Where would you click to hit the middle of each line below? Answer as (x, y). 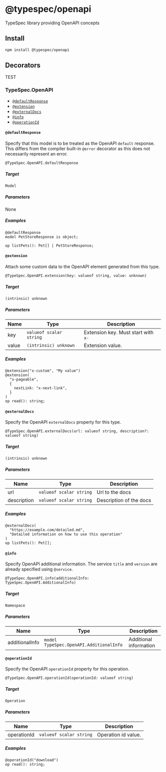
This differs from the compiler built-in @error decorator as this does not (78, 148)
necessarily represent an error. (37, 154)
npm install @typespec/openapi (37, 50)
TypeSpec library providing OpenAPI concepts (52, 23)
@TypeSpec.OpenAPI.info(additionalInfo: (47, 578)
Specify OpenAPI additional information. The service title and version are (81, 564)
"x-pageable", (24, 379)
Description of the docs (124, 500)
